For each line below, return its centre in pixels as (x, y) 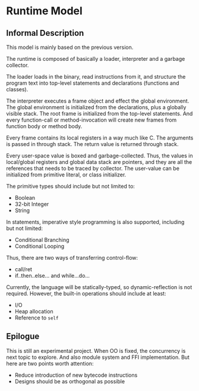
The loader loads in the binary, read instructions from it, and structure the (96, 77)
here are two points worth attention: (50, 363)
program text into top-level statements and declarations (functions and (93, 83)
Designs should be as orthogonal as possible (70, 381)
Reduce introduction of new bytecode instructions (76, 375)
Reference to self (37, 318)
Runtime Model (45, 11)
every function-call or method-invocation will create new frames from (91, 120)
